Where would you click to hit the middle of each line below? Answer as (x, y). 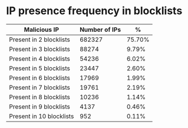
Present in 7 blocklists (40, 87)
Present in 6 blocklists (40, 78)
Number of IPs (100, 29)
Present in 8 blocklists (40, 97)
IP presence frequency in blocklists (94, 11)
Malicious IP (42, 29)
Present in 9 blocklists (40, 106)
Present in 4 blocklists (40, 58)
